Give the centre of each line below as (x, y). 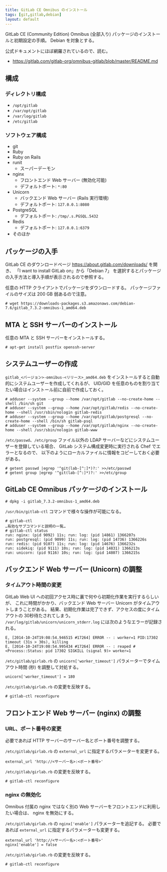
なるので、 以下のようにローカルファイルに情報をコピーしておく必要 (89, 452)
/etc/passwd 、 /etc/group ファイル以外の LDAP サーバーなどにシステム (78, 440)
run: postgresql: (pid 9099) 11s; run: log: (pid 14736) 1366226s (76, 539)
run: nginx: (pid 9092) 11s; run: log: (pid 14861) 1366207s (70, 535)
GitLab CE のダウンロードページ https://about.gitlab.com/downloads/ (76, 264)
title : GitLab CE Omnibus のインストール (46, 10)
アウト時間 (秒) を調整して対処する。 (43, 667)
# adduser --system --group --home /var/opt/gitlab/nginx (67, 425)
